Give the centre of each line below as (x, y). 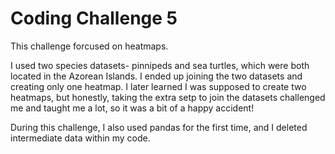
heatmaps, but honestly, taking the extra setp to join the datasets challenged (168, 97)
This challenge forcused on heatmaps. (89, 46)
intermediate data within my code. (80, 138)
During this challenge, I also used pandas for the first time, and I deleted (159, 127)
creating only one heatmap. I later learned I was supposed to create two (158, 86)
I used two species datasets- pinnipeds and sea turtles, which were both (160, 65)
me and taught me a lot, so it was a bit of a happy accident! (132, 108)
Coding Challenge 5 (94, 18)
